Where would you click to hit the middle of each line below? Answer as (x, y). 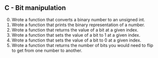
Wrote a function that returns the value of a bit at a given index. (75, 30)
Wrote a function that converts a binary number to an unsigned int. (78, 19)
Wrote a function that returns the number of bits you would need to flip (82, 45)
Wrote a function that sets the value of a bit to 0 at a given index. (76, 40)
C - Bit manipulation (35, 8)
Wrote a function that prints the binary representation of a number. (78, 25)
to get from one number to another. (47, 50)
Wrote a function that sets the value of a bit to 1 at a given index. (76, 35)
